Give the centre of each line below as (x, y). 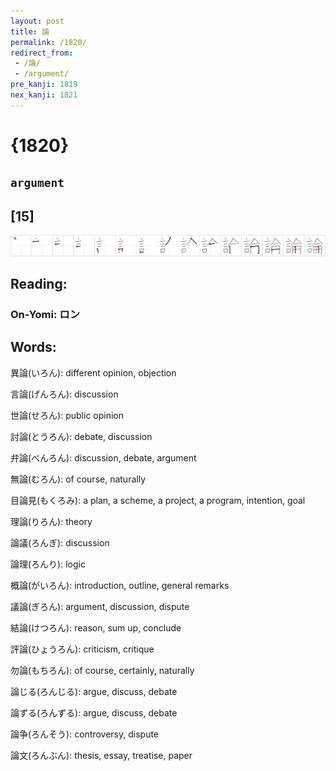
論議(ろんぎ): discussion (60, 542)
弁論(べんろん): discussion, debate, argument (103, 457)
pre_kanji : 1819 (44, 85)
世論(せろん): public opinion (67, 415)
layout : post (37, 21)
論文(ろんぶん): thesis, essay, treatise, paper (101, 755)
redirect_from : (42, 53)
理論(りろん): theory (51, 521)
